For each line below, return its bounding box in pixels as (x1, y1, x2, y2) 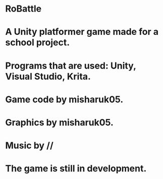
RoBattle (5, 3, 42, 15)
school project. (5, 37, 70, 48)
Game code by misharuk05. (5, 94, 124, 105)
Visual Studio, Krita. (5, 71, 91, 82)
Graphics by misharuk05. (5, 116, 114, 128)
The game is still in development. (5, 163, 147, 174)
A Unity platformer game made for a (5, 26, 159, 38)
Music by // (5, 140, 54, 151)
